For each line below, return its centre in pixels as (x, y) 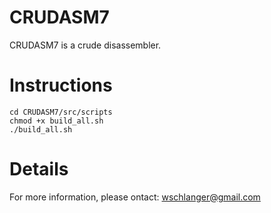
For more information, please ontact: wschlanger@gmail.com (135, 197)
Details (39, 169)
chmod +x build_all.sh (56, 121)
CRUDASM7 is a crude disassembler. (85, 45)
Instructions (61, 85)
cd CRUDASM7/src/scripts (61, 112)
